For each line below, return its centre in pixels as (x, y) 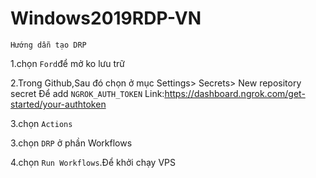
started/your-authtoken (58, 104)
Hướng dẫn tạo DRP (48, 45)
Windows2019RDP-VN (106, 18)
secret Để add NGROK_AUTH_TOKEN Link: (87, 93)
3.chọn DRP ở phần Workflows (71, 143)
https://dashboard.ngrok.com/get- (235, 93)
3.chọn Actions (41, 123)
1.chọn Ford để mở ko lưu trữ (67, 63)
